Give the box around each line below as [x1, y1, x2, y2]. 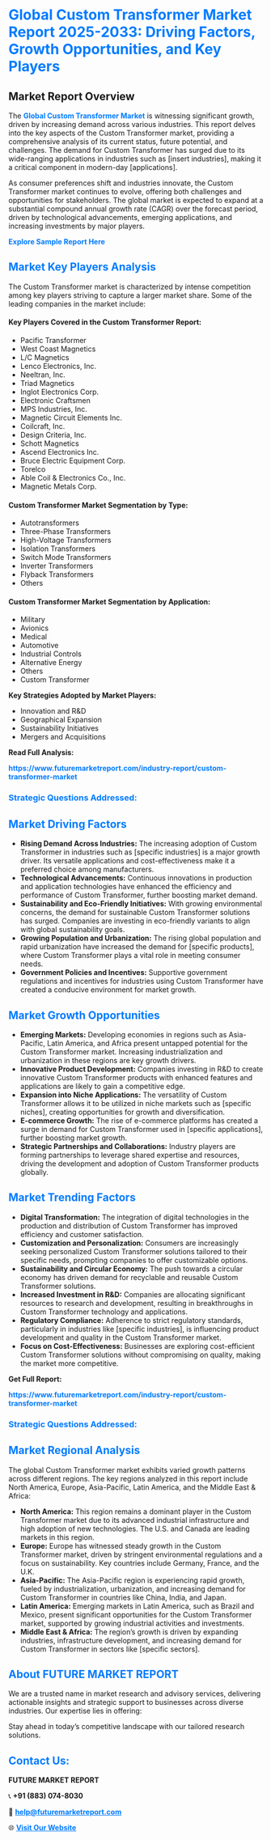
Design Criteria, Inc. [19, 430, 87, 440]
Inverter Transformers [19, 561, 94, 571]
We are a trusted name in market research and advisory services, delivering [8, 1689, 261, 1698]
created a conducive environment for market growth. [19, 985, 197, 994]
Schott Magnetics [19, 439, 79, 448]
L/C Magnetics [19, 353, 70, 362]
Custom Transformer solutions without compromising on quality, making [19, 1350, 261, 1359]
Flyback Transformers [19, 570, 95, 579]
